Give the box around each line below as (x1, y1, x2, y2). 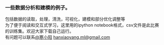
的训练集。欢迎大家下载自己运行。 (5, 28, 74, 34)
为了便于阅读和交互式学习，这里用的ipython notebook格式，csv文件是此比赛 (5, 22, 159, 28)
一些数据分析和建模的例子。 (5, 4, 70, 11)
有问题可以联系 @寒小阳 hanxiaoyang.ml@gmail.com (5, 34, 110, 40)
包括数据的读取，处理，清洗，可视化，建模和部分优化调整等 (5, 16, 125, 22)
